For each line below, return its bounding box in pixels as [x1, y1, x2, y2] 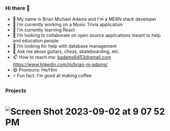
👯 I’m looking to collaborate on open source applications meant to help [12, 32, 161, 39]
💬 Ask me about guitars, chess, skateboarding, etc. [12, 48, 120, 55]
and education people [12, 38, 59, 44]
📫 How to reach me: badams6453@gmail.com [12, 54, 111, 60]
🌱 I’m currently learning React [12, 27, 75, 33]
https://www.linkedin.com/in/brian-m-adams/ [12, 61, 108, 68]
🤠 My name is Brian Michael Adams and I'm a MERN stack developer [12, 16, 157, 22]
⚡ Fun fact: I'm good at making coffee [12, 73, 92, 79]
